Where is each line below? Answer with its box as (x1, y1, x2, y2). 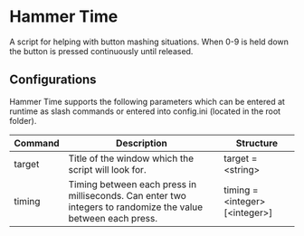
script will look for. (68, 163, 147, 175)
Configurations (9, 72, 97, 88)
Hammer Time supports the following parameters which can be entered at (9, 96, 285, 107)
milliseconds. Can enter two (68, 189, 187, 202)
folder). (9, 115, 37, 126)
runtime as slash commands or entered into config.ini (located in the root (9, 106, 281, 117)
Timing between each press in (68, 178, 197, 191)
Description (116, 137, 167, 149)
